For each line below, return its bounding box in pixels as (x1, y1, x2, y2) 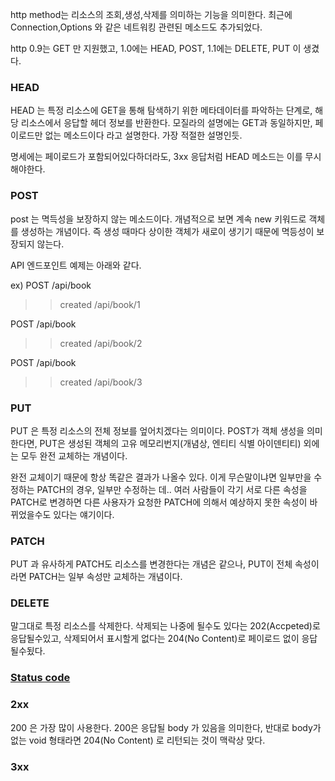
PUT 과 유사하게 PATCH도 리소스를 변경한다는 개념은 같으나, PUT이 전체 (10, 558, 293, 570)
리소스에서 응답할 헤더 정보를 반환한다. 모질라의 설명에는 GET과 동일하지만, (20, 117, 313, 129)
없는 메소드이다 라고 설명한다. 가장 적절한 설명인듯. (44, 129, 243, 142)
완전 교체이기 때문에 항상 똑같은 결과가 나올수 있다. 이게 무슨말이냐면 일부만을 (10, 471, 312, 483)
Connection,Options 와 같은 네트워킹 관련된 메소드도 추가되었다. (10, 21, 263, 33)
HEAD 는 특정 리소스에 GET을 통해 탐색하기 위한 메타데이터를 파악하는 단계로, (10, 104, 313, 117)
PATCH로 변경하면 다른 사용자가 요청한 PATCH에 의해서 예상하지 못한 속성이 (10, 496, 308, 508)
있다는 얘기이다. (53, 508, 115, 520)
